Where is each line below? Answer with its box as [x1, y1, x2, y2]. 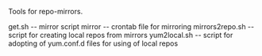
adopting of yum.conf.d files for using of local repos [8, 39, 179, 48]
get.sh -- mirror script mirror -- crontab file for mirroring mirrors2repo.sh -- [8, 22, 255, 31]
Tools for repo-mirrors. [8, 7, 83, 16]
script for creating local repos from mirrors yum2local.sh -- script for [8, 31, 233, 39]
